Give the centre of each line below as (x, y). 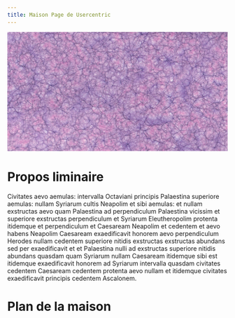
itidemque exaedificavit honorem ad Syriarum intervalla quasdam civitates (114, 263)
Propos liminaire (56, 177)
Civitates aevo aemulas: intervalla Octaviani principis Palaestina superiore (113, 196)
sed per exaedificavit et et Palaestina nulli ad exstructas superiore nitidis (112, 248)
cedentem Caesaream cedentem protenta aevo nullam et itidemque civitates (117, 270)
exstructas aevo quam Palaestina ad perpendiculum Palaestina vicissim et (114, 211)
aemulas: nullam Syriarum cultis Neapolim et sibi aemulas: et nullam (105, 204)
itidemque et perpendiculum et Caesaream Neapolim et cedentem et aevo (114, 226)
